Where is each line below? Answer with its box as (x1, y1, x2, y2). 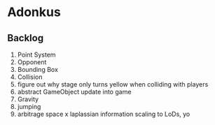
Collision (17, 73, 43, 81)
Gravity (17, 95, 39, 103)
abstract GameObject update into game (17, 88, 132, 96)
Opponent (17, 58, 47, 66)
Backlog (7, 32, 44, 44)
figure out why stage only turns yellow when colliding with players (17, 80, 209, 88)
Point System (17, 50, 56, 59)
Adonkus (7, 4, 61, 20)
